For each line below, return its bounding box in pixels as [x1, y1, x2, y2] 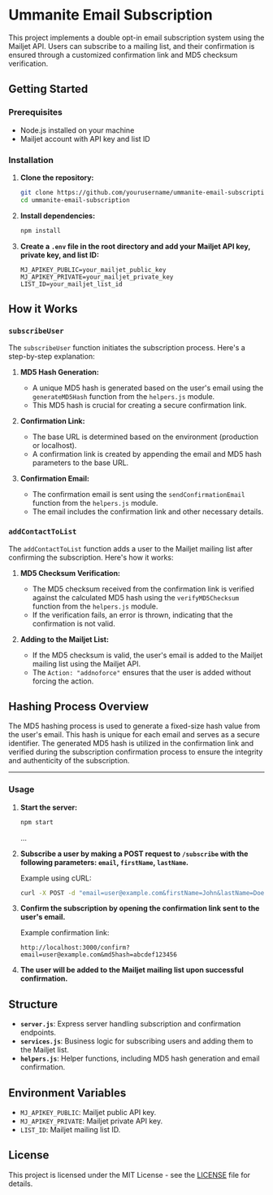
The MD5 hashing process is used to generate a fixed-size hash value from [8, 721, 261, 731]
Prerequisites [8, 107, 63, 118]
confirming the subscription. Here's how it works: [8, 552, 174, 562]
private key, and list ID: [19, 250, 100, 260]
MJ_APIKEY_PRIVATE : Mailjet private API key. [19, 1116, 163, 1126]
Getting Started [8, 82, 89, 96]
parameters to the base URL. [32, 458, 129, 468]
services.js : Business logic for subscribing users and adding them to [19, 1036, 253, 1046]
